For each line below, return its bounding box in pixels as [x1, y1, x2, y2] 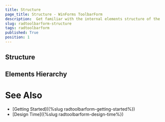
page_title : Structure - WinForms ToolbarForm [5, 12, 103, 17]
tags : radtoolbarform [5, 26, 50, 31]
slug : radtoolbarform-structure [5, 21, 72, 26]
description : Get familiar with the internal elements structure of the [5, 16, 161, 21]
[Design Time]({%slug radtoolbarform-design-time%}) [12, 111, 124, 117]
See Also [5, 89, 42, 101]
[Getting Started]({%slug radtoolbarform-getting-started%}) [12, 106, 135, 112]
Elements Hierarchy [5, 70, 68, 78]
